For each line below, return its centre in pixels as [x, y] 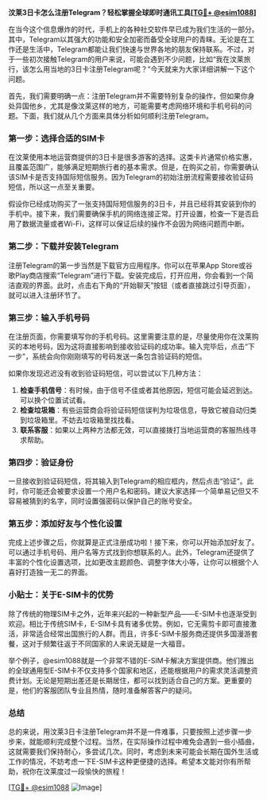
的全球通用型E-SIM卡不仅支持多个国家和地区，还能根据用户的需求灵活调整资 [133, 670]
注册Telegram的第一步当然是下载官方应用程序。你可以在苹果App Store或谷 [130, 265]
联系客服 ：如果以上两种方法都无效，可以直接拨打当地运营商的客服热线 [135, 429]
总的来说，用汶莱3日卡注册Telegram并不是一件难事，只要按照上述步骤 [123, 732]
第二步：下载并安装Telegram [64, 247]
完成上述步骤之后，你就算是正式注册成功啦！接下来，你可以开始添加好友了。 [133, 542]
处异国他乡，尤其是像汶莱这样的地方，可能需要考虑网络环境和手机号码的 [126, 106]
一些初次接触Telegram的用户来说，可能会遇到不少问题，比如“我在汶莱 [129, 59]
